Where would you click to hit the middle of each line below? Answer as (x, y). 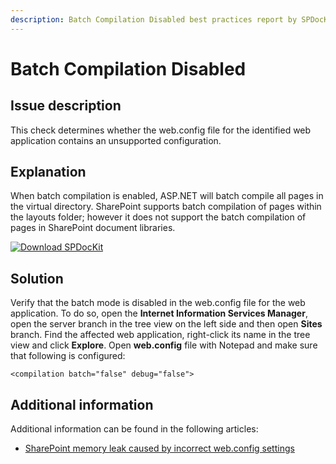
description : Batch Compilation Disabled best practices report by (154, 19)
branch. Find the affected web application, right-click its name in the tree (160, 335)
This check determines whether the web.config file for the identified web (161, 130)
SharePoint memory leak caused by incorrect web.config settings (159, 448)
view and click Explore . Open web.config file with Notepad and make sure (164, 345)
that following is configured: (68, 356)
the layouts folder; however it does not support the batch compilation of (158, 217)
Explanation (48, 172)
